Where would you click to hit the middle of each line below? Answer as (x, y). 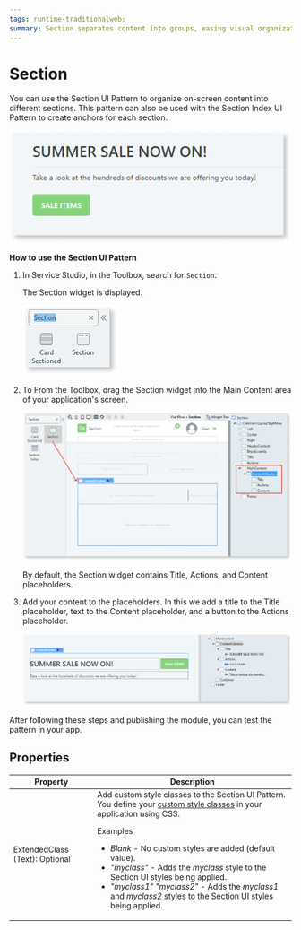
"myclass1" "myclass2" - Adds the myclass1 (195, 887)
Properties (39, 758)
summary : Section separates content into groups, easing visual (132, 28)
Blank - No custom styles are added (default (193, 848)
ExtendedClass (41, 849)
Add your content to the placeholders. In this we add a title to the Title (151, 602)
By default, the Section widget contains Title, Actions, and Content (145, 575)
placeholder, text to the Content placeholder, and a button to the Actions (155, 611)
